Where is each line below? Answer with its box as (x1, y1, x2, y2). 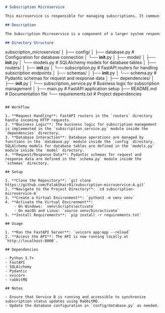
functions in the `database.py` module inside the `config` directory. (5, 139, 155, 144)
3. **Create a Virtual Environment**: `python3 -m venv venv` (5, 195, 135, 201)
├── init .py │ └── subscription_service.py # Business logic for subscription (5, 80, 160, 86)
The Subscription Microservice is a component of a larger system (5, 31, 144, 36)
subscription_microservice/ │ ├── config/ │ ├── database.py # (5, 49, 135, 55)
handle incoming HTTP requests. (5, 118, 71, 123)
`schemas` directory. (5, 161, 50, 166)
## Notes (5, 286, 23, 291)
